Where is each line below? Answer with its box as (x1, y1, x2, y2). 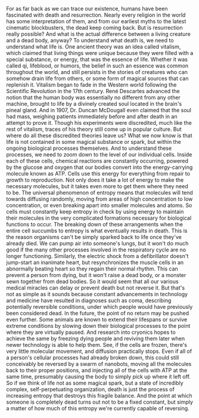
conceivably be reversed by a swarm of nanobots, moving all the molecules (6, 361, 192, 367)
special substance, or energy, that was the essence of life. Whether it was (6, 56, 188, 63)
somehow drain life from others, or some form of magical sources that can (6, 75, 189, 82)
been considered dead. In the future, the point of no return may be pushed (6, 310, 189, 316)
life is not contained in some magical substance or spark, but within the (6, 139, 182, 145)
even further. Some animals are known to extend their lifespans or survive (6, 316, 188, 323)
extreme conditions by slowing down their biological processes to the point (6, 322, 191, 329)
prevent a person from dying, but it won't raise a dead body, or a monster (6, 272, 186, 278)
